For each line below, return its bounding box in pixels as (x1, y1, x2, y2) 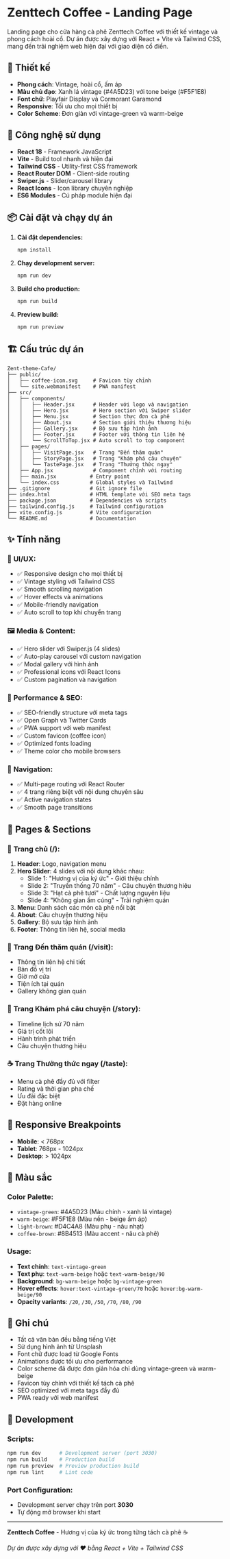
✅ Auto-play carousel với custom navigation (16, 652, 142, 660)
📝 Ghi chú (7, 1318, 49, 1329)
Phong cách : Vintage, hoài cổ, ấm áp (16, 80, 122, 88)
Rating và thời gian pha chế (16, 1085, 94, 1093)
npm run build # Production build (7, 1456, 115, 1463)
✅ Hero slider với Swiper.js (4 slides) (16, 644, 121, 653)
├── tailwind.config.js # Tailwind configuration (7, 503, 164, 510)
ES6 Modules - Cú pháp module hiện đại (16, 191, 132, 200)
